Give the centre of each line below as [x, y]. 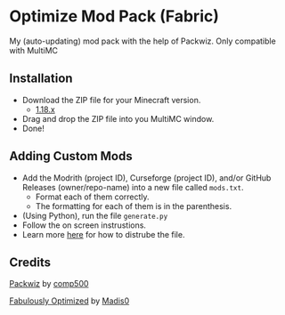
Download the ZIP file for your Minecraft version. [111, 100]
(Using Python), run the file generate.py [95, 215]
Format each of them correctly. [92, 197]
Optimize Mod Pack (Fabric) [114, 16]
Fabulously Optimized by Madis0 [69, 301]
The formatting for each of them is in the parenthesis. [134, 206]
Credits [30, 262]
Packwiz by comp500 [49, 284]
